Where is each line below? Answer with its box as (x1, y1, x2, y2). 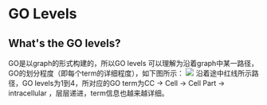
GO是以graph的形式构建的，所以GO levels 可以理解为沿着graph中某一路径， (8, 59, 259, 68)
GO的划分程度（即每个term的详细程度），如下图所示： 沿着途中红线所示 (8, 68, 253, 78)
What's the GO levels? (8, 37, 121, 50)
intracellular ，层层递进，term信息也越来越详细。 (8, 88, 169, 98)
